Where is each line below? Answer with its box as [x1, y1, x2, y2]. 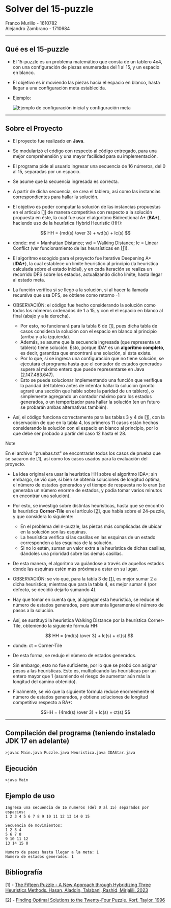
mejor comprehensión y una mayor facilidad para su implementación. [12, 153, 158, 159]
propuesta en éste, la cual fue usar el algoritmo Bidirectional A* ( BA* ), [12, 214, 161, 220]
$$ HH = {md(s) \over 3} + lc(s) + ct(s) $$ [45, 632, 134, 639]
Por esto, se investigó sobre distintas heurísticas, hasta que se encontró [12, 502, 164, 508]
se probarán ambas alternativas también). [20, 404, 108, 410]
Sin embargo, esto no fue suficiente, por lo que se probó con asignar [12, 662, 157, 668]
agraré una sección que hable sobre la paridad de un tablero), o [20, 388, 154, 394]
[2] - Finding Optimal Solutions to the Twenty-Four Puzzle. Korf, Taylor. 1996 [5, 897, 165, 903]
